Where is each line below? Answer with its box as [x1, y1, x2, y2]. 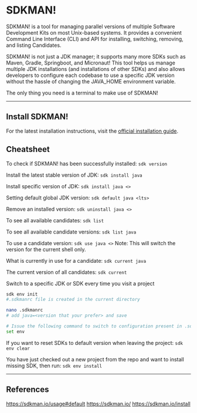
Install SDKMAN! [6, 112, 69, 122]
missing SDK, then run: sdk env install [6, 362, 103, 369]
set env [6, 329, 25, 334]
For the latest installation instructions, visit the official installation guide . [6, 127, 179, 134]
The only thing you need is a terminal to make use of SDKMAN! [6, 89, 158, 96]
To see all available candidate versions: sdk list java [6, 228, 137, 235]
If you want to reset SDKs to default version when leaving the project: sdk [6, 339, 184, 346]
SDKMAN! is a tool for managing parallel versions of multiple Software [6, 23, 175, 30]
